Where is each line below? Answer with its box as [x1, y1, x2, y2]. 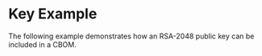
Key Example [8, 5, 98, 23]
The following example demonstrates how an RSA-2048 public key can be [8, 31, 255, 41]
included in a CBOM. [8, 39, 77, 49]
